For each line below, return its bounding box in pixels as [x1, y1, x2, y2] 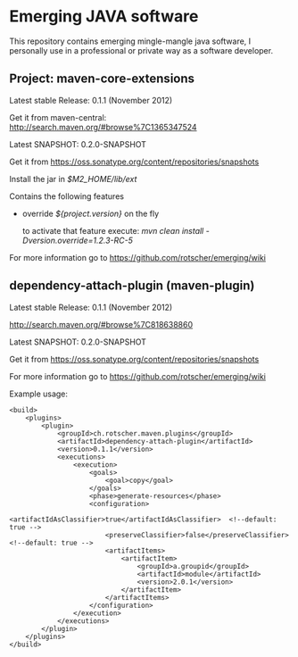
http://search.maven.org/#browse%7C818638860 [9, 319, 194, 329]
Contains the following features [9, 190, 125, 202]
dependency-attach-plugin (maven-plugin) [9, 279, 255, 294]
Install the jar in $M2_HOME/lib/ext [9, 173, 137, 184]
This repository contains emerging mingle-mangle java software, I [9, 36, 252, 46]
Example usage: [9, 388, 69, 399]
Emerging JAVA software [9, 6, 199, 27]
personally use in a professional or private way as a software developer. [9, 45, 274, 55]
